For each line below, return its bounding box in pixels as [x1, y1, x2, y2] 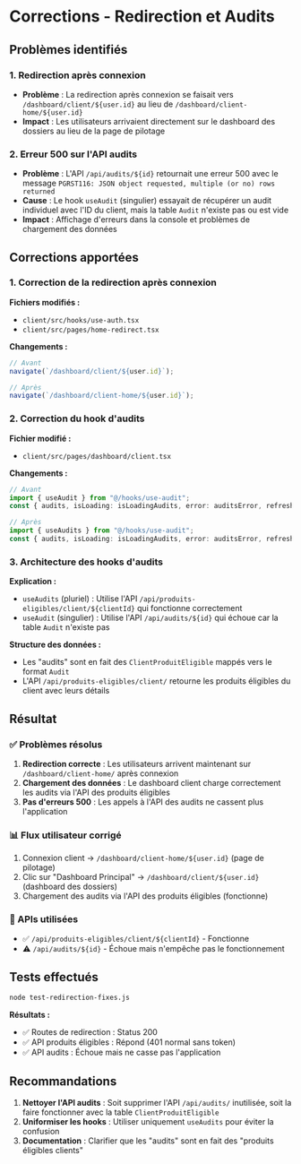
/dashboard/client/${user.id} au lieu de [21, 99, 174, 109]
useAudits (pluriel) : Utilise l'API [21, 593, 138, 604]
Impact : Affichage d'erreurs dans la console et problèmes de [21, 214, 251, 225]
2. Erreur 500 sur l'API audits [9, 148, 138, 160]
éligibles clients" [21, 1144, 83, 1155]
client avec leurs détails [21, 685, 110, 696]
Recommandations [9, 1073, 117, 1089]
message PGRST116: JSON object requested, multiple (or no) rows [21, 177, 276, 189]
